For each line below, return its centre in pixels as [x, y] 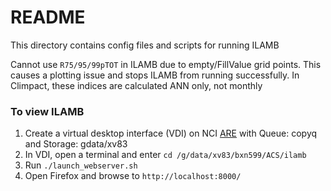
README [48, 17]
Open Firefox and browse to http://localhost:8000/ [133, 176]
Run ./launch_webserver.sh [81, 165]
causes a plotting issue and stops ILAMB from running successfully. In [155, 75]
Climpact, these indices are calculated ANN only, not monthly [136, 85]
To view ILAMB [47, 111]
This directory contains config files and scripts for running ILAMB [145, 45]
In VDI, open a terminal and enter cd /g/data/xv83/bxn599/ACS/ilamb [165, 155]
